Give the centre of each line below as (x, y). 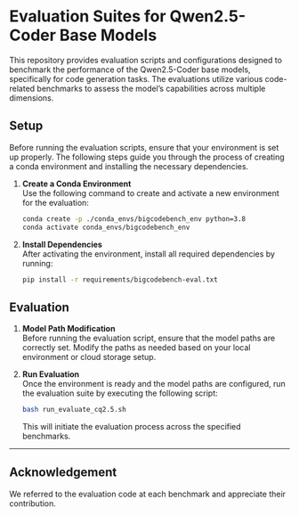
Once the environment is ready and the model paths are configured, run (154, 384)
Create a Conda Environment (77, 184)
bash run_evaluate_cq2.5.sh (74, 410)
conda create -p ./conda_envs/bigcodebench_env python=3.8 (134, 219)
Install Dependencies (62, 244)
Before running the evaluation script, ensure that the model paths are (149, 338)
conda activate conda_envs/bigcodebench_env (106, 227)
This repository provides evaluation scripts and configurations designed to (146, 60)
